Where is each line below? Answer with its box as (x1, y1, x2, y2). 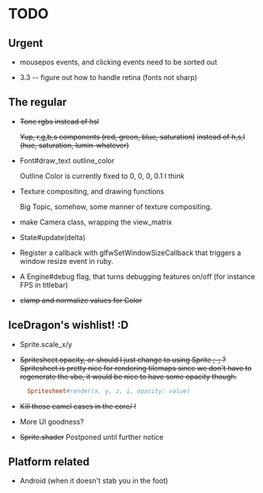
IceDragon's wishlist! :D (8, 319, 129, 332)
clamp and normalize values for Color (19, 295, 143, 305)
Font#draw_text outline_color (19, 155, 115, 165)
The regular (8, 96, 67, 109)
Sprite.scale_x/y (19, 339, 73, 349)
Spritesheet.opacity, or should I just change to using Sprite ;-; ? (19, 354, 227, 365)
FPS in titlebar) (19, 280, 69, 289)
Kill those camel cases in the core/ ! (19, 401, 137, 411)
